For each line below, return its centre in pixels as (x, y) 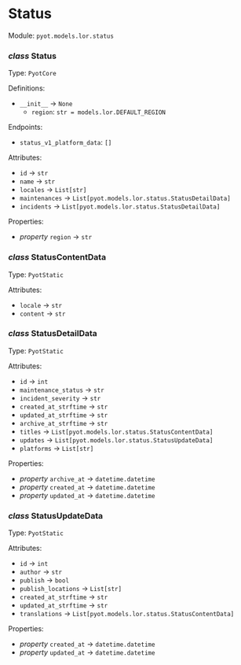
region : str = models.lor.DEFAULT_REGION (99, 112)
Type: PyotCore (33, 73)
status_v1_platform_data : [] (66, 142)
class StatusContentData (57, 257)
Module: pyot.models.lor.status (61, 35)
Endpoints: (26, 127)
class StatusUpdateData (56, 515)
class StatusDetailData (53, 334)
